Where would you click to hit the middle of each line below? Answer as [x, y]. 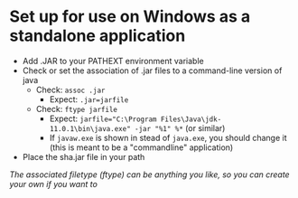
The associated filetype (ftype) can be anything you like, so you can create [150, 174]
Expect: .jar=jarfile [89, 99]
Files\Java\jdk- [191, 119]
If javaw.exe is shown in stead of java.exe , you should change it [168, 137]
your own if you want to [53, 184]
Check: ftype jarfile [76, 108]
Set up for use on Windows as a [130, 17]
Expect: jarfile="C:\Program [103, 118]
